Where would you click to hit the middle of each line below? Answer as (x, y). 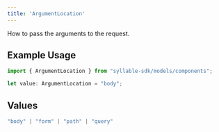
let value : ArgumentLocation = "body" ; (65, 84)
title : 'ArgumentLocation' (46, 14)
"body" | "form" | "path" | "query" (60, 122)
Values (23, 105)
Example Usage (42, 55)
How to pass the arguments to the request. (68, 33)
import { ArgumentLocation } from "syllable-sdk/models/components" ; (110, 71)
